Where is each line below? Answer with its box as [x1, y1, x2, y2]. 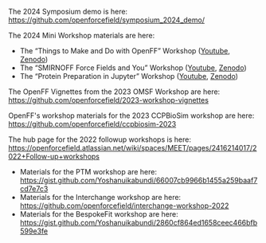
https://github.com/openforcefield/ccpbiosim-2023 [8, 120, 177, 128]
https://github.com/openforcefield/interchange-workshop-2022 [19, 201, 229, 210]
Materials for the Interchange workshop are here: [19, 193, 182, 202]
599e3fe [19, 226, 49, 236]
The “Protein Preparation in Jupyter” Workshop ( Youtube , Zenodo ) [19, 72, 239, 80]
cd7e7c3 [19, 184, 49, 194]
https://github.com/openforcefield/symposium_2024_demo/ [8, 15, 205, 25]
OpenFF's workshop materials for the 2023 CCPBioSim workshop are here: [8, 111, 255, 120]
